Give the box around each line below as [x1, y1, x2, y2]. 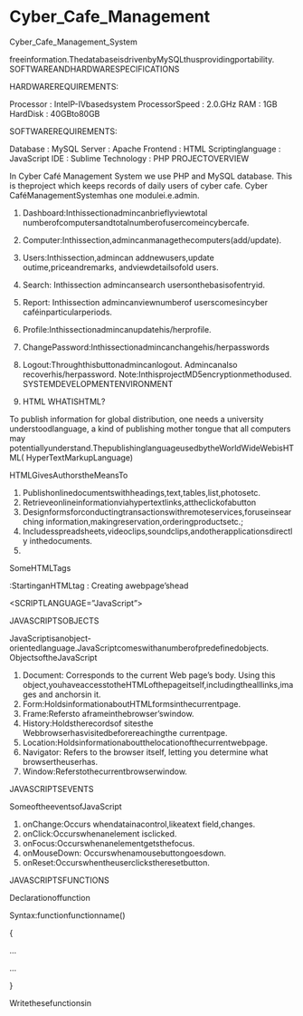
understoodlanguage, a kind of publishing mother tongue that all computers [9, 423, 291, 434]
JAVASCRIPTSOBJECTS [9, 614, 99, 626]
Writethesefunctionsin [9, 997, 92, 1008]
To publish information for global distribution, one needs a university [9, 413, 264, 424]
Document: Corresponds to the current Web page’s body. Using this [22, 669, 276, 681]
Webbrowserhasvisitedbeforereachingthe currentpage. [22, 727, 228, 738]
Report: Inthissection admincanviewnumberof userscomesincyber [22, 296, 269, 307]
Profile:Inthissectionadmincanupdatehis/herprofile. [22, 324, 212, 334]
